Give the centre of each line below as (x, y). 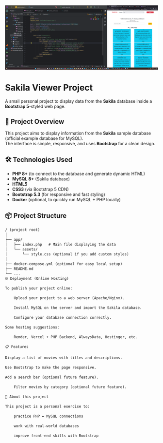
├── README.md (19, 269)
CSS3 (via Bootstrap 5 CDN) (40, 189)
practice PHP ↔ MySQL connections (49, 416)
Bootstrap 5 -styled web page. (35, 106)
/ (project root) (23, 230)
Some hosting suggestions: (32, 327)
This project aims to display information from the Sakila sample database (78, 133)
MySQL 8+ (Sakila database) (41, 179)
